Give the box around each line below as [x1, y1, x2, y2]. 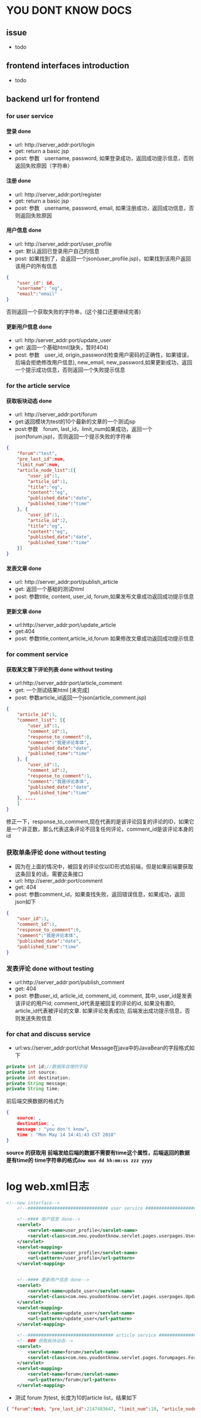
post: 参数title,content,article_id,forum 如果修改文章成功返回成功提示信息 [14, 635, 194, 642]
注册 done [6, 177, 31, 184]
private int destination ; [6, 1075, 71, 1081]
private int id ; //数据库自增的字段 [6, 1063, 88, 1070]
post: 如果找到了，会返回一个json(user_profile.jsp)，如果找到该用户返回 [14, 255, 191, 262]
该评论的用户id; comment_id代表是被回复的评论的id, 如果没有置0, [14, 999, 175, 1007]
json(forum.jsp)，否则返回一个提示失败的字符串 [14, 433, 132, 441]
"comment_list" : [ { [17, 717, 66, 723]
